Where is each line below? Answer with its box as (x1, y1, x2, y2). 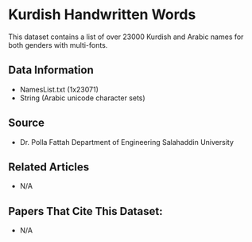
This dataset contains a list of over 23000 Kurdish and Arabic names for (8, 32, 244, 41)
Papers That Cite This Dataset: (8, 205, 163, 218)
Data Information (8, 64, 94, 77)
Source (8, 116, 45, 130)
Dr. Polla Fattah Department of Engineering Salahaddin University (19, 137, 235, 146)
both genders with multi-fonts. (8, 40, 108, 49)
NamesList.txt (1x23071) (19, 84, 99, 94)
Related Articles (8, 160, 90, 174)
